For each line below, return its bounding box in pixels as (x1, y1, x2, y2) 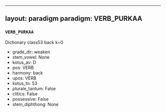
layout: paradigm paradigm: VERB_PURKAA (5, 14, 142, 23)
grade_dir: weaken (12, 49, 50, 55)
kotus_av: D (12, 59, 36, 65)
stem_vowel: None (12, 54, 50, 60)
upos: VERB (12, 75, 37, 81)
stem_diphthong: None (12, 101, 59, 107)
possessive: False (12, 96, 49, 102)
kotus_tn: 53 (12, 80, 38, 86)
